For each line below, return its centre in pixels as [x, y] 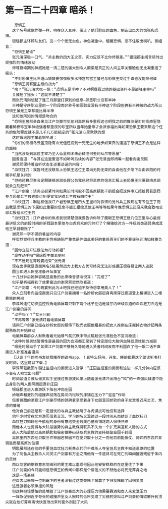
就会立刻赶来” [18, 186]
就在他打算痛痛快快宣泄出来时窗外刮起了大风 [48, 502]
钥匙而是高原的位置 [22, 443]
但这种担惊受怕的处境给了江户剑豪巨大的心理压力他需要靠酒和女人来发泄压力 [79, 491]
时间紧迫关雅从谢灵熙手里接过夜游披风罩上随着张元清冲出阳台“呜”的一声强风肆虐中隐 [87, 379]
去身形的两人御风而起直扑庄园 [32, 384]
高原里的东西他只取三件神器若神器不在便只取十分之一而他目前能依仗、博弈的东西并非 [87, 438]
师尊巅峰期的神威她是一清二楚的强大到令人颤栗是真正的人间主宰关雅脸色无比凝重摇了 [87, 68]
